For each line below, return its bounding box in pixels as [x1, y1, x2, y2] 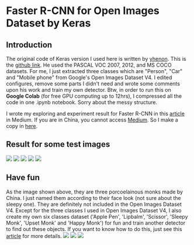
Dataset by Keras [6, 16, 91, 30]
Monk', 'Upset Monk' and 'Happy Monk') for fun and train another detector [6, 219, 186, 226]
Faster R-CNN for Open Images [6, 4, 160, 18]
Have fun [6, 172, 40, 182]
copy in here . [6, 123, 38, 129]
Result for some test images [6, 139, 110, 150]
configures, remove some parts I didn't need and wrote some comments [6, 80, 180, 87]
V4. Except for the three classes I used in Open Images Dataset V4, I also [6, 206, 182, 214]
